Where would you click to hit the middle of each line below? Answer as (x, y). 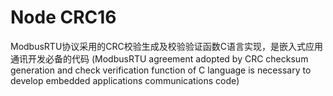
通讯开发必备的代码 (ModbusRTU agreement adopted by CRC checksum (159, 58)
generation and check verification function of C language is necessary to (161, 70)
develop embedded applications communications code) (125, 80)
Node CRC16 (63, 17)
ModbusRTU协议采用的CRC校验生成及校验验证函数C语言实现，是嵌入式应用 (167, 46)
